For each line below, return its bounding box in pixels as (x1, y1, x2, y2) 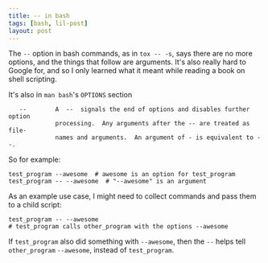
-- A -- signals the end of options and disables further (19, 105, 250, 113)
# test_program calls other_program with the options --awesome (8, 223, 229, 231)
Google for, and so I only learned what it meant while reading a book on (8, 66, 245, 76)
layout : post (8, 27, 52, 35)
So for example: (8, 154, 61, 165)
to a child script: (8, 200, 62, 210)
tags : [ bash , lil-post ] (8, 19, 89, 27)
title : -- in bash (8, 11, 70, 20)
